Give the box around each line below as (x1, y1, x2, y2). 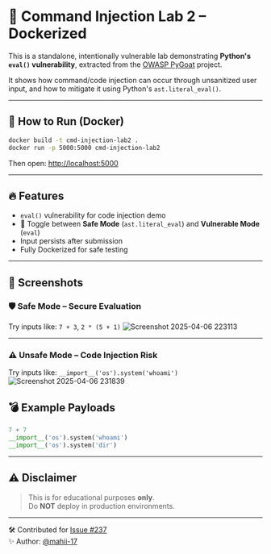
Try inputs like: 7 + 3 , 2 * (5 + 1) (8, 322, 121, 331)
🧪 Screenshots (8, 276, 84, 289)
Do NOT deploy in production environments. (27, 501, 175, 510)
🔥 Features (8, 189, 65, 202)
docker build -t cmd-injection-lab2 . (8, 136, 139, 144)
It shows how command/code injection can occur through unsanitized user (8, 75, 257, 85)
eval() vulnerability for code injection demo (19, 210, 166, 220)
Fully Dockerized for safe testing (19, 245, 128, 255)
